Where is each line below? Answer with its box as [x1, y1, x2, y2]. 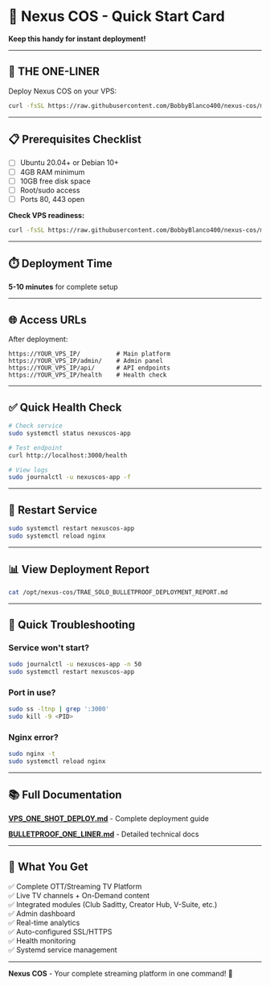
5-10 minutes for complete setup [8, 282, 118, 292]
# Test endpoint [8, 443, 63, 452]
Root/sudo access [19, 185, 80, 195]
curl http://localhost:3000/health [8, 451, 128, 460]
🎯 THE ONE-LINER [8, 64, 100, 79]
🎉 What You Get [8, 860, 88, 874]
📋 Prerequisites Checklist [8, 133, 142, 146]
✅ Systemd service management [8, 945, 118, 955]
